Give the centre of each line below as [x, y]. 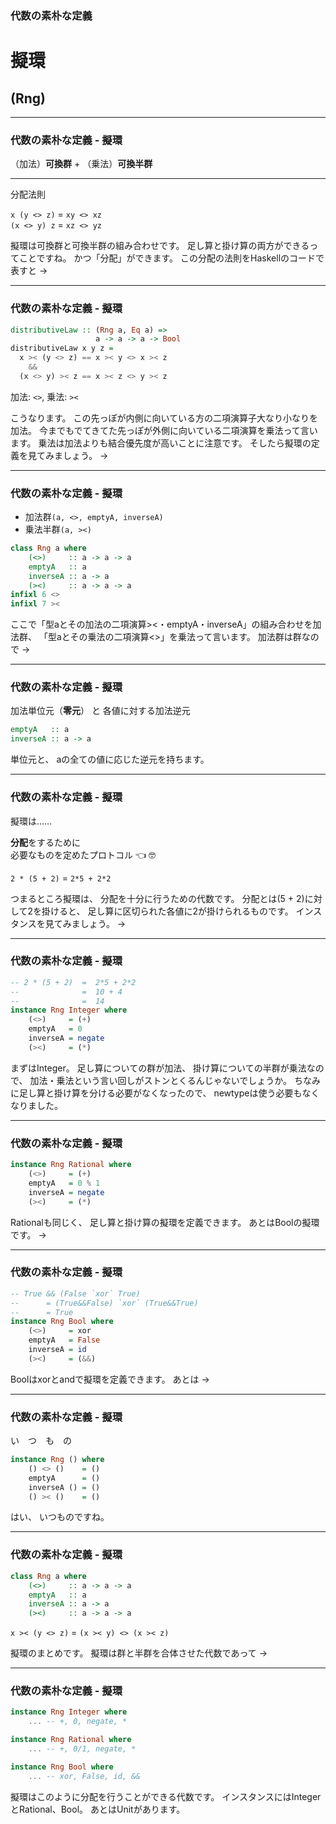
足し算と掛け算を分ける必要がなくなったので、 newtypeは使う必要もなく [169, 1093]
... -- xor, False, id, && [84, 1776]
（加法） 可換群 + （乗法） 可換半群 [81, 164]
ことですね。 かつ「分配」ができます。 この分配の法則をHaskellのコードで [171, 258]
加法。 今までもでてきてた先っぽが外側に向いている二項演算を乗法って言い [164, 430]
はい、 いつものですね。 [60, 1517]
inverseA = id [57, 1350]
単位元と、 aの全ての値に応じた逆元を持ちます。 [110, 759]
